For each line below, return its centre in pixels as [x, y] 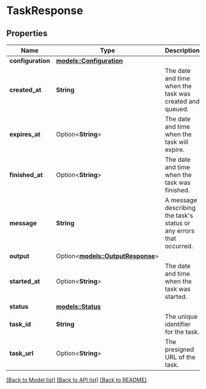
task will [177, 142]
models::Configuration [90, 61]
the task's [179, 215]
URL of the [180, 357]
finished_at [26, 175]
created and [182, 101]
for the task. [182, 332]
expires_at [25, 134]
